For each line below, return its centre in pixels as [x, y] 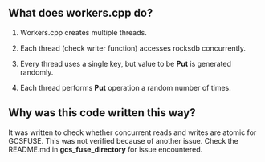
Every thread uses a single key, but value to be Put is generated [125, 63]
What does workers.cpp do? [81, 13]
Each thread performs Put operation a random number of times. [125, 87]
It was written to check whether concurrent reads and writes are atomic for [132, 132]
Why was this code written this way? [102, 113]
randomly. [37, 72]
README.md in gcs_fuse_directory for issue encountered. [106, 149]
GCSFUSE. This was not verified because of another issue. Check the [124, 140]
